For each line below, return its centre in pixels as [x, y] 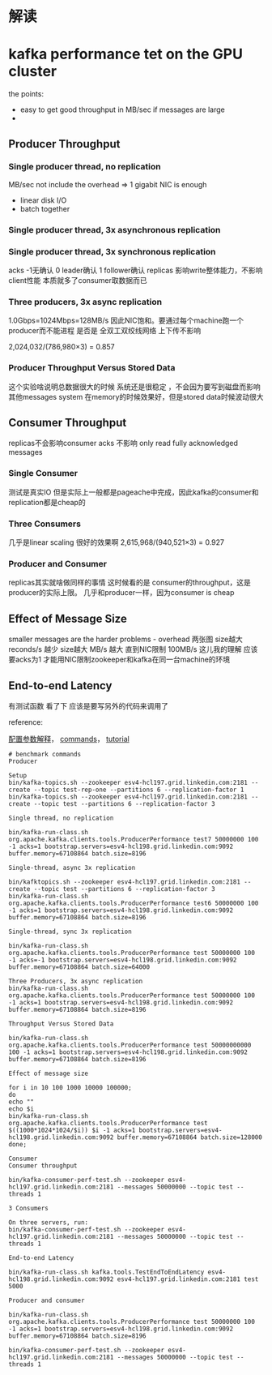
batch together [45, 208]
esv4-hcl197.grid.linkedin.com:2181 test [188, 1279]
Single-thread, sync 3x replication [70, 932]
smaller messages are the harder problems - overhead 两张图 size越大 [125, 639]
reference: [25, 722]
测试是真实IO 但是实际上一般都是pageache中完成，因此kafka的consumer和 [134, 492]
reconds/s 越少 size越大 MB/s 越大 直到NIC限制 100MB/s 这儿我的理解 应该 [133, 649]
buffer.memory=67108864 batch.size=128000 [190, 1137]
